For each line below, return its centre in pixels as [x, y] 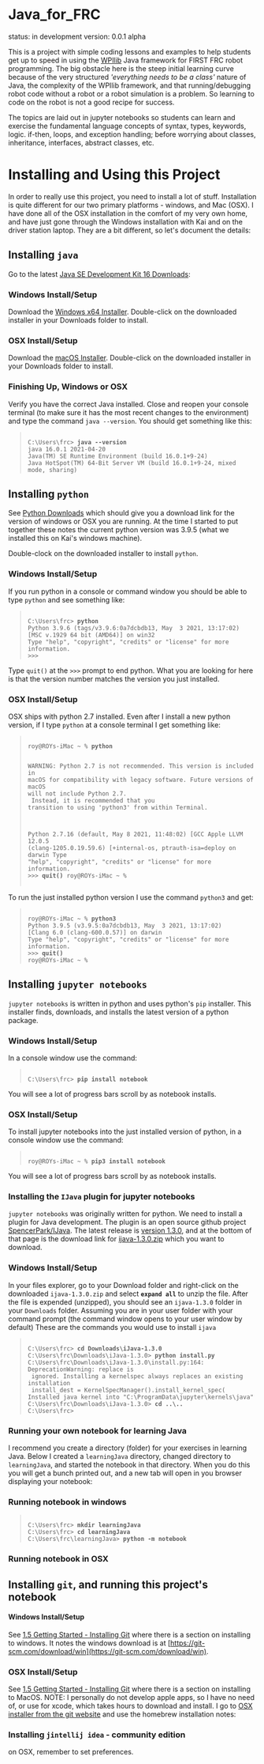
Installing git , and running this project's [108, 1584]
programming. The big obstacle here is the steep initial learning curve [121, 68]
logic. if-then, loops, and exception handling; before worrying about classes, [132, 134]
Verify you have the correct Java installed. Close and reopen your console [128, 404]
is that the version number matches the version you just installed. [114, 678]
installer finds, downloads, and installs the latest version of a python [119, 1012]
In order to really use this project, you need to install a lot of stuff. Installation [132, 196]
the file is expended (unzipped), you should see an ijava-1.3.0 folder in [125, 1301]
